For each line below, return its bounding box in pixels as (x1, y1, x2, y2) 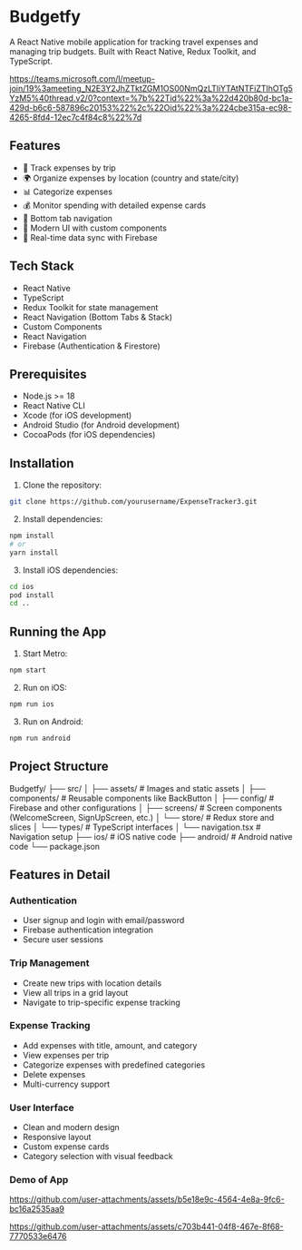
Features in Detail (9, 867, 111, 882)
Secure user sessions (22, 934, 104, 945)
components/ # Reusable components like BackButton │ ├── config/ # (9, 792, 275, 803)
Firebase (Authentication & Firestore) (22, 340, 161, 351)
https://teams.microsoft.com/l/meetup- (9, 73, 156, 84)
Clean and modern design (22, 1122, 120, 1133)
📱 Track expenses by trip (22, 162, 116, 173)
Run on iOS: (22, 683, 68, 693)
